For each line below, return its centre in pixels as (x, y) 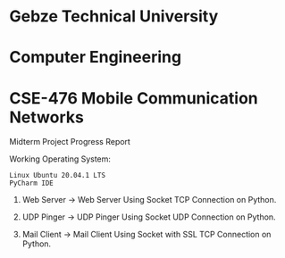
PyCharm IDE (31, 183)
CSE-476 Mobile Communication (134, 98)
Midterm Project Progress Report (70, 142)
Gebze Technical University (114, 17)
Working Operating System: (60, 159)
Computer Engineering (95, 58)
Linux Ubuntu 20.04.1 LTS (57, 176)
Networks (47, 117)
